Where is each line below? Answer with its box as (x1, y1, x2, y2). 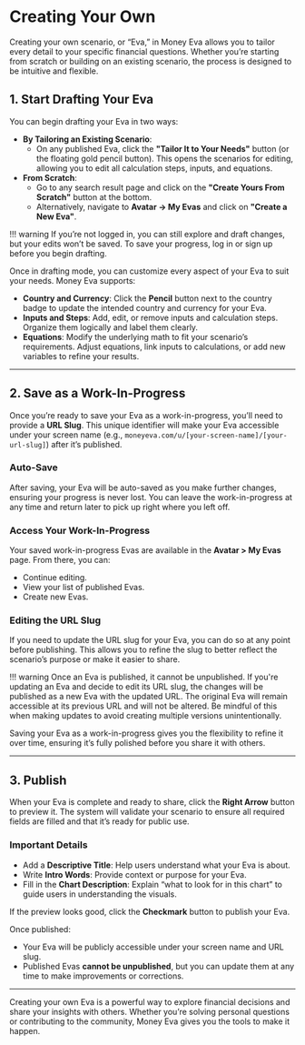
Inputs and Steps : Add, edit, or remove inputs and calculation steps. (22, 312, 279, 323)
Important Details (9, 839, 88, 851)
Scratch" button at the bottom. (35, 191, 152, 202)
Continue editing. (22, 572, 88, 583)
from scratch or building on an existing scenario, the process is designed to (9, 55, 292, 66)
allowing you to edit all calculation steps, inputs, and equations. (35, 162, 273, 174)
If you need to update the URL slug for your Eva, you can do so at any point (9, 635, 290, 646)
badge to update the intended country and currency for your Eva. (22, 302, 268, 313)
